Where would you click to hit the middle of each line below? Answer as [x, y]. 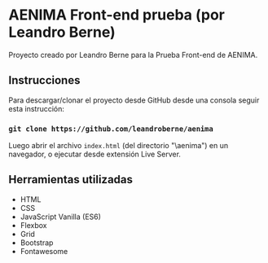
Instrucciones [44, 80]
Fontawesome [44, 251]
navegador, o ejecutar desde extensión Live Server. [95, 154]
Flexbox [33, 225]
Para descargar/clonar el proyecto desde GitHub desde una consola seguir [134, 100]
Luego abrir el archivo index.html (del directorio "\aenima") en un [119, 146]
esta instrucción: [37, 108]
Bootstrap [37, 243]
